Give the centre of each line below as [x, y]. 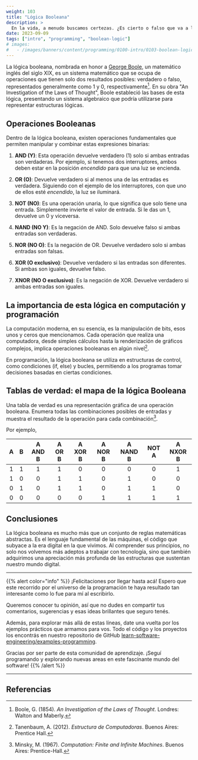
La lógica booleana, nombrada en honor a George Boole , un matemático [94, 67]
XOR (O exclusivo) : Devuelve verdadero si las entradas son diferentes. [100, 263]
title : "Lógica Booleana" [38, 17]
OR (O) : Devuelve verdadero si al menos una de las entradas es [92, 180]
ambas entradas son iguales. [49, 287]
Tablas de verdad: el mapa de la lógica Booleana [96, 391]
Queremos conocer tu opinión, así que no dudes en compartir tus [85, 605]
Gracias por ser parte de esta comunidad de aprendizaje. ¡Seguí [84, 653]
